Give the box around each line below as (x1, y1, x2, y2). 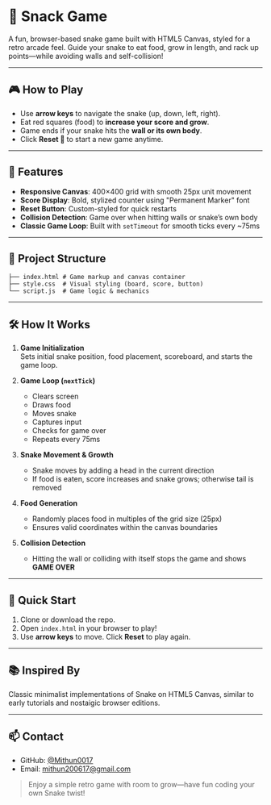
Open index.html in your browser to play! (19, 624, 157, 632)
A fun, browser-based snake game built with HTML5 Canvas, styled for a (8, 34, 251, 44)
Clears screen (31, 391, 79, 402)
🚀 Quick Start (8, 593, 77, 607)
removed (31, 483, 62, 493)
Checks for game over (31, 426, 106, 436)
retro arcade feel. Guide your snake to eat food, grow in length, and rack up (8, 42, 260, 52)
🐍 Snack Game (8, 7, 107, 26)
